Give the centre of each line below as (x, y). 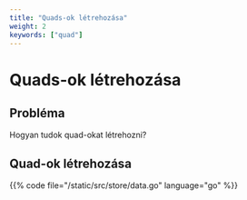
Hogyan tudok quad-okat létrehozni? (78, 135)
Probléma (37, 113)
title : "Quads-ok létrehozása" (69, 18)
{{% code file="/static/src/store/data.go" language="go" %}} (124, 185)
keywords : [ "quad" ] (46, 35)
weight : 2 (28, 26)
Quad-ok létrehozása (70, 163)
